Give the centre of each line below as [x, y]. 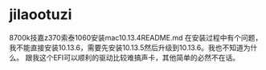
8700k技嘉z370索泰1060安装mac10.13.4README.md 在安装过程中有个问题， [136, 37]
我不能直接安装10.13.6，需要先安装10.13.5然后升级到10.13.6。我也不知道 [126, 47]
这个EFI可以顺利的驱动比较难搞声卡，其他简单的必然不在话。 [139, 57]
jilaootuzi [41, 15]
